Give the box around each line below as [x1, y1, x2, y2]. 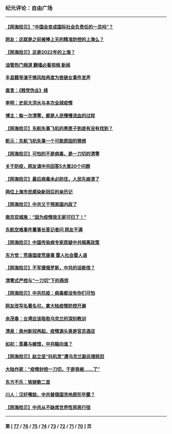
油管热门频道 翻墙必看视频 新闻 [5, 61, 71, 68]
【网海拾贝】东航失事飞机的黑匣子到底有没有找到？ [5, 125, 113, 131]
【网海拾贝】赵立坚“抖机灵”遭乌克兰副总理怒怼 [5, 354, 105, 360]
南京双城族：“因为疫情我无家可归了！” [5, 214, 87, 220]
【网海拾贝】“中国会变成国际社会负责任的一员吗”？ [5, 24, 114, 30]
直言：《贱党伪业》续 [5, 87, 48, 93]
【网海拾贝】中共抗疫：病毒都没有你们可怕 [5, 290, 95, 296]
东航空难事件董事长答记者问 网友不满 [5, 226, 83, 233]
